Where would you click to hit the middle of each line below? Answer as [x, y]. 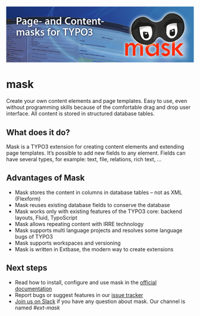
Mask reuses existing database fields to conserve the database [92, 205]
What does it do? [38, 132]
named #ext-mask [37, 308]
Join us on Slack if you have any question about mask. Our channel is [100, 301]
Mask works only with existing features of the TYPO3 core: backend [99, 211]
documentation [33, 289]
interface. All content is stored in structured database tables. [80, 114]
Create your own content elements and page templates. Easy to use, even [97, 101]
